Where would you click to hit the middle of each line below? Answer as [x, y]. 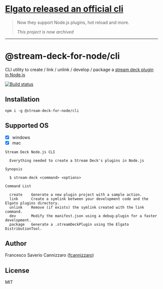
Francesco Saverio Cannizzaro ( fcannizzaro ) [49, 255]
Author [16, 244]
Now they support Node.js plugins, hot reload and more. [73, 22]
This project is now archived [45, 32]
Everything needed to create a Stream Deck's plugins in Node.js [77, 161]
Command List [18, 186]
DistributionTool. [24, 229]
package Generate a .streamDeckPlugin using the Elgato [69, 224]
